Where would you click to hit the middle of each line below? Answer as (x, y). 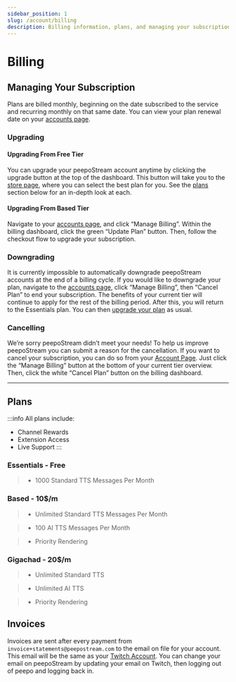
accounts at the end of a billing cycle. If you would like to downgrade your (114, 280)
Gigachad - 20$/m (39, 559)
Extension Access (43, 440)
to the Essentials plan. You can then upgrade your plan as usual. (100, 309)
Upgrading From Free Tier (46, 154)
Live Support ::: (39, 447)
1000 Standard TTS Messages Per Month (94, 480)
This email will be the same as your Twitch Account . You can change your (114, 656)
